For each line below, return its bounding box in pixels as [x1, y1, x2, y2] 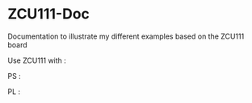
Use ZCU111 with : [7, 56, 66, 65]
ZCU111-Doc [7, 5, 90, 23]
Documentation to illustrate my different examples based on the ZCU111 [7, 31, 245, 41]
